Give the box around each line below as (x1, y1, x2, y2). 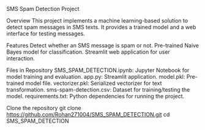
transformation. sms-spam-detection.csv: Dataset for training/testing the (6, 86, 190, 93)
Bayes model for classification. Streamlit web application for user (6, 48, 170, 56)
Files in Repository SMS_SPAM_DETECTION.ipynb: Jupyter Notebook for (6, 67, 190, 74)
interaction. (6, 55, 35, 62)
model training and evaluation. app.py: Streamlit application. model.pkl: (6, 73, 185, 80)
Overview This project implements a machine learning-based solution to (6, 17, 188, 24)
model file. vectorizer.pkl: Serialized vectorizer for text (25, 79, 162, 87)
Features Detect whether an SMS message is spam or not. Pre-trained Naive (6, 42, 199, 49)
